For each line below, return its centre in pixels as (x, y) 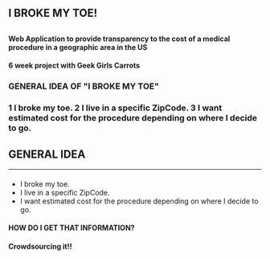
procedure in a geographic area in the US (78, 47)
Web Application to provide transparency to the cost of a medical (119, 39)
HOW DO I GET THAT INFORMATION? (72, 228)
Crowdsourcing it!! (40, 246)
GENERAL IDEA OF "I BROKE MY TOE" (84, 86)
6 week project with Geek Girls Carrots (74, 66)
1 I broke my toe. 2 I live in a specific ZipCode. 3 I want (115, 108)
